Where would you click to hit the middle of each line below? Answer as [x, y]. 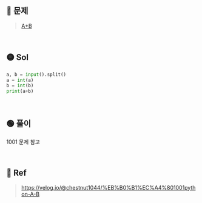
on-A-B [30, 194]
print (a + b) [20, 92]
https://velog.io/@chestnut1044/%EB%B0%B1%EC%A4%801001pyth [108, 187]
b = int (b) [20, 86]
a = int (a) [20, 80]
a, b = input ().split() [36, 75]
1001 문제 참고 [23, 142]
